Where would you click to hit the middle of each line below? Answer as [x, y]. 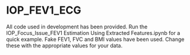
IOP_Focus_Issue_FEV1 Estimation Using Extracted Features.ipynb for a [93, 33]
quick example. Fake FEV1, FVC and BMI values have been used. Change [95, 39]
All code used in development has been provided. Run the [77, 27]
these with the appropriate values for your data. [64, 46]
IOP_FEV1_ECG [44, 10]
